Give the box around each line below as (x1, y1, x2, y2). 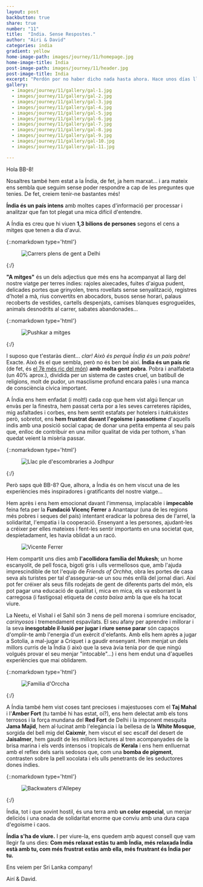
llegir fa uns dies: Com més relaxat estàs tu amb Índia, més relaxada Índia (6, 839, 193, 846)
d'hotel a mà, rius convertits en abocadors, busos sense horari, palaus (6, 292, 182, 300)
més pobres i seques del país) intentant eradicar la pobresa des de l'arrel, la (6, 512, 196, 520)
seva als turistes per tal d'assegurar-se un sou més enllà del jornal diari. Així (6, 574, 196, 581)
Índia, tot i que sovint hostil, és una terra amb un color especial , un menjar (6, 808, 192, 815)
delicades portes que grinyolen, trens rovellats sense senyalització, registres (6, 286, 197, 293)
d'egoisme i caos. (6, 821, 50, 828)
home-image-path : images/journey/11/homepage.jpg (6, 54, 134, 60)
